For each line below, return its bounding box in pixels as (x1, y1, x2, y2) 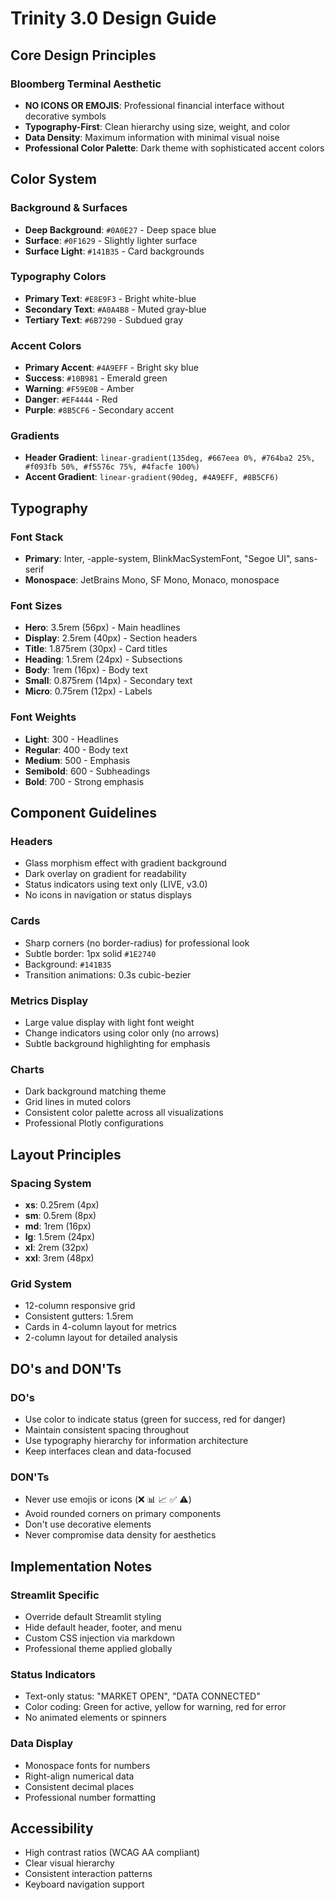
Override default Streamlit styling (24, 1610, 162, 1622)
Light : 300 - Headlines (24, 733, 119, 745)
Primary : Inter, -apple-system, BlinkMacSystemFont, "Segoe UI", (24, 553, 293, 565)
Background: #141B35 (24, 958, 112, 970)
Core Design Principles (10, 47, 157, 64)
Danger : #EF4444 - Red (24, 393, 118, 406)
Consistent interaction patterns (24, 1868, 153, 1880)
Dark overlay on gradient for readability (24, 868, 187, 880)
